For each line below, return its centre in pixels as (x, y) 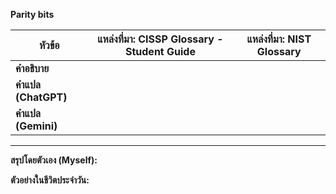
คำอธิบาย (32, 68)
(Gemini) (36, 126)
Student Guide (160, 51)
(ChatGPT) (41, 97)
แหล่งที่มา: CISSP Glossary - (160, 39)
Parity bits (32, 14)
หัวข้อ (49, 45)
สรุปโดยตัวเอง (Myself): (54, 160)
